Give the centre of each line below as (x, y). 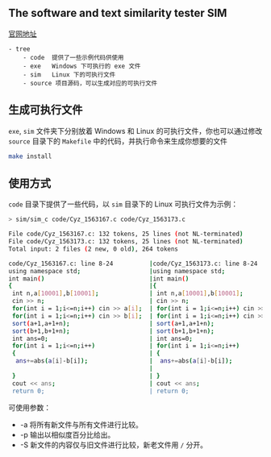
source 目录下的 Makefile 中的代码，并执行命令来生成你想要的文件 (118, 141)
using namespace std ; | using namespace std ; (117, 271)
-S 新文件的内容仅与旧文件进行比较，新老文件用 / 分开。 (114, 445)
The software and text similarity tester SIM (118, 13)
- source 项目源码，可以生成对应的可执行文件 (90, 83)
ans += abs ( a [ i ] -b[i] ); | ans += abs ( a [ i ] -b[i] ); (124, 361)
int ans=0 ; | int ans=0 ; (102, 339)
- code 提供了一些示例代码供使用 (73, 57)
